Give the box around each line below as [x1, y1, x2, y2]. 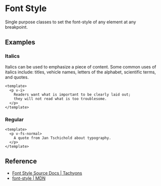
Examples [5, 38, 35, 47]
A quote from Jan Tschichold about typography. [14, 135, 111, 140]
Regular [5, 116, 24, 123]
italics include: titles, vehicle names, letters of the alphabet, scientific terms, [5, 69, 156, 75]
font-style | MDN [12, 175, 46, 181]
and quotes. [5, 74, 29, 80]
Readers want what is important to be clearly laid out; [14, 92, 131, 97]
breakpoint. [5, 24, 28, 30]
